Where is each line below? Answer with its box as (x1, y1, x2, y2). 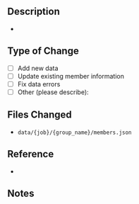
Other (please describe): (17, 88, 90, 96)
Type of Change (7, 45, 79, 57)
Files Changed (7, 109, 72, 121)
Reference (7, 148, 54, 160)
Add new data (17, 64, 59, 72)
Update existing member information (17, 72, 125, 80)
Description (7, 6, 60, 18)
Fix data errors (17, 79, 61, 88)
